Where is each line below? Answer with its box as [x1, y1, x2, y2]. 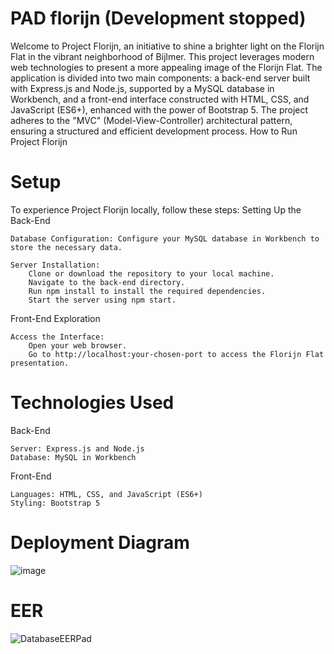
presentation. [10, 358, 70, 368]
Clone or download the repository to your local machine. [28, 268, 275, 279]
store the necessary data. [10, 242, 123, 252]
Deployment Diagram [10, 532, 190, 554]
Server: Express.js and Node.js [10, 443, 145, 454]
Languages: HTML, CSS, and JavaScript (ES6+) [10, 489, 203, 499]
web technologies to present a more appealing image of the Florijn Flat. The [10, 61, 323, 73]
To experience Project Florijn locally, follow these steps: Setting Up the [10, 203, 302, 216]
